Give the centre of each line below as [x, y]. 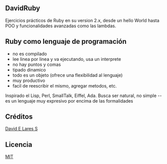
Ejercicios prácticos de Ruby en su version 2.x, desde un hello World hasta [82, 20]
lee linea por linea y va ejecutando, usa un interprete [67, 59]
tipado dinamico [29, 69]
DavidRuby [23, 8]
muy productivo [29, 80]
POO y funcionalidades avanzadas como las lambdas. [61, 26]
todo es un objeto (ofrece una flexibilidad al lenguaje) [67, 75]
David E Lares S [22, 129]
